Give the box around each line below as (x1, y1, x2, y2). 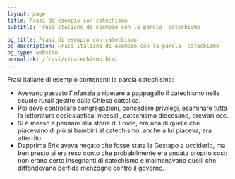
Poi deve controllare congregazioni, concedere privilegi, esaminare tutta (17, 104, 228, 112)
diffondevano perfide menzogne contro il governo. (17, 163, 164, 172)
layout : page (7, 10, 46, 18)
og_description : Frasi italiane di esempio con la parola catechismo (7, 43, 219, 50)
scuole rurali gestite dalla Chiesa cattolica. (17, 96, 141, 104)
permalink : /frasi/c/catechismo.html (7, 56, 119, 63)
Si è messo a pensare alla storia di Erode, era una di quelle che (17, 118, 200, 127)
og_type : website (7, 49, 59, 56)
